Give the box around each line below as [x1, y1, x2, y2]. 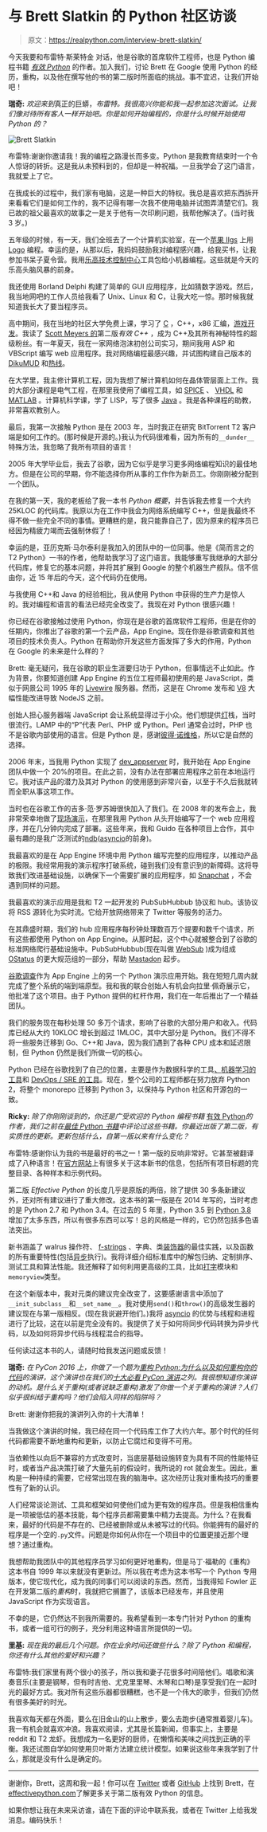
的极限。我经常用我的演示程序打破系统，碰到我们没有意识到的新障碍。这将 [8, 860, 252, 869]
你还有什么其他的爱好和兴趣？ [8, 1650, 106, 1660]
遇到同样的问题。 [8, 880, 64, 889]
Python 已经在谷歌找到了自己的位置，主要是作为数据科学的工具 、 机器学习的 [8, 1065, 257, 1074]
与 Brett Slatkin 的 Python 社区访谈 [8, 7, 237, 25]
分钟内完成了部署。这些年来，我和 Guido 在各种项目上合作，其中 [42, 823, 254, 833]
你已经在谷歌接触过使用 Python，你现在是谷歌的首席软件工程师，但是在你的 [8, 616, 257, 626]
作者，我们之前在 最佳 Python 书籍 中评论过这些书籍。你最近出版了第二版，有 [8, 1121, 258, 1131]
